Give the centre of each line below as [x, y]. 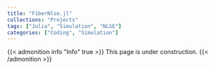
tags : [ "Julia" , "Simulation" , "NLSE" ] [64, 26]
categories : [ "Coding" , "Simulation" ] [63, 32]
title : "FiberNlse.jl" [40, 13]
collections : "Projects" [43, 20]
